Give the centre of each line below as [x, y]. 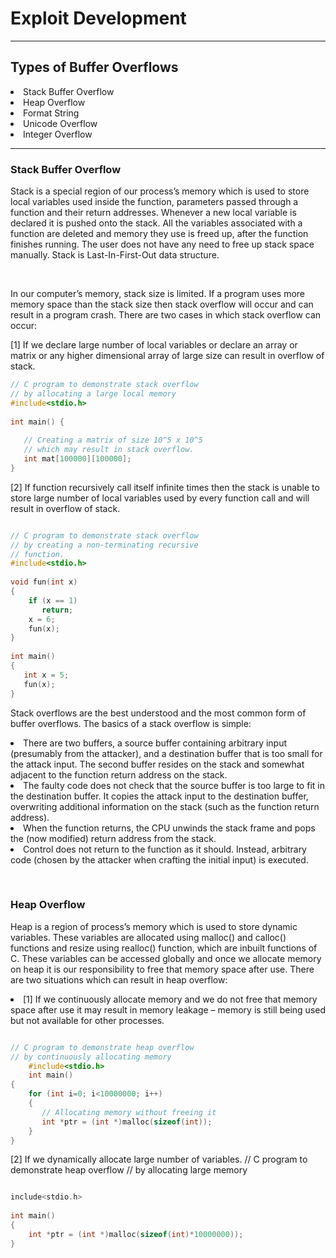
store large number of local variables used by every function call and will [160, 498]
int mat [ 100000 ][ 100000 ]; [77, 459]
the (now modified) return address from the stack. [113, 838]
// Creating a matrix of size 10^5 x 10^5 [113, 440]
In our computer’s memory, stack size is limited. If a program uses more [157, 294]
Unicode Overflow [60, 123]
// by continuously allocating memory [91, 1057]
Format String [51, 113]
